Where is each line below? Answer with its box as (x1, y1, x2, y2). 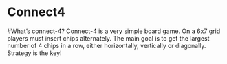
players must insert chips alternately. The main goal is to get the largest (7, 34, 210, 42)
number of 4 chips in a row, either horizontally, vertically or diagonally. (7, 41, 206, 50)
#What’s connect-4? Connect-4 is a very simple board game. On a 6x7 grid (7, 27, 221, 35)
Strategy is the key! (7, 49, 62, 57)
